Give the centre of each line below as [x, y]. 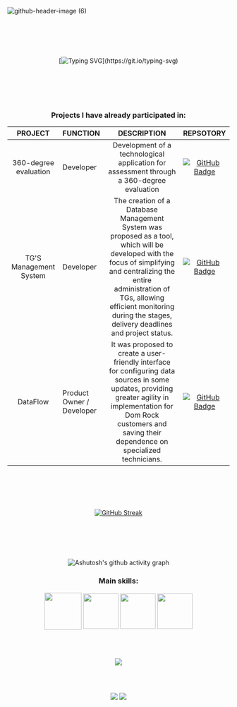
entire [142, 280]
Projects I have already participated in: [119, 115]
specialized [142, 450]
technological [142, 154]
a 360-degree [142, 181]
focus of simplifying [142, 262]
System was [142, 227]
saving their [142, 433]
